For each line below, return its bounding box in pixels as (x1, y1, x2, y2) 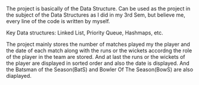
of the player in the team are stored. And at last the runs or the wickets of (6, 53, 185, 60)
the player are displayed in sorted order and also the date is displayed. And (6, 59, 190, 67)
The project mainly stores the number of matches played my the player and (6, 41, 190, 48)
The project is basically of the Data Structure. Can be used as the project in (6, 5, 191, 12)
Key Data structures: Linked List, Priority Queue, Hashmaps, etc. (6, 29, 163, 36)
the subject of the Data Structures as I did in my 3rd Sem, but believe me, (6, 11, 185, 18)
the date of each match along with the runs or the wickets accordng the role (6, 47, 192, 54)
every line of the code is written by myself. (6, 18, 110, 24)
